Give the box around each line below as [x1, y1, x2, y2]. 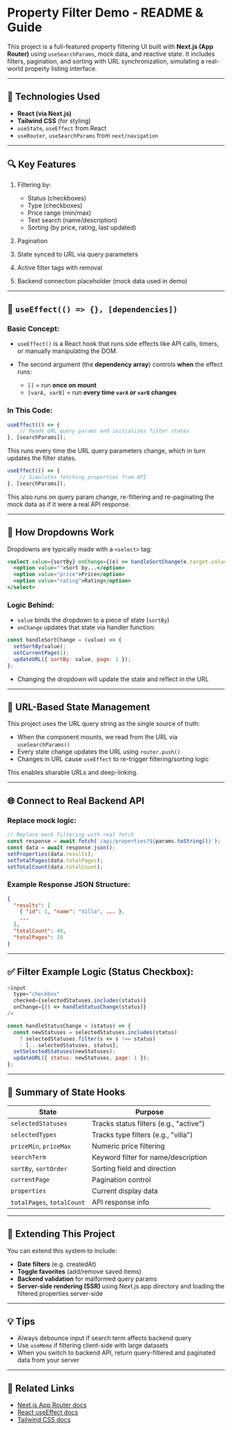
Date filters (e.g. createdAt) [17, 1259, 97, 1268]
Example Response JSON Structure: [7, 879, 130, 889]
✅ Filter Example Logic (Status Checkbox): [7, 966, 194, 978]
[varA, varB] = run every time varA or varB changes [27, 388, 177, 397]
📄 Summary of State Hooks [7, 1087, 126, 1098]
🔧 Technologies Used [7, 91, 100, 103]
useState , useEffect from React [17, 124, 107, 132]
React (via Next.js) [17, 109, 72, 117]
